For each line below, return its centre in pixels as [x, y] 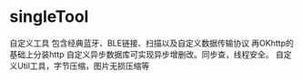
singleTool [49, 17]
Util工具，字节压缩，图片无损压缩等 [83, 65]
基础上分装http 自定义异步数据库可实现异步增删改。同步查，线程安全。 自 [146, 54]
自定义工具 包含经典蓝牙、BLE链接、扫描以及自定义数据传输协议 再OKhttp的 [151, 43]
